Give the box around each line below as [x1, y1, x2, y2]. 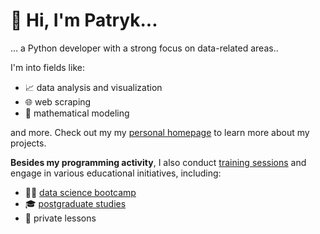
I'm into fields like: [10, 61, 85, 73]
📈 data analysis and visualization [24, 81, 163, 93]
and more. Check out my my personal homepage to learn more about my [10, 126, 310, 138]
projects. [10, 137, 47, 149]
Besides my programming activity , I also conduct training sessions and [10, 156, 307, 168]
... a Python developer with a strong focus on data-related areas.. [10, 42, 279, 54]
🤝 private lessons [24, 212, 97, 224]
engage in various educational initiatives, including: [10, 167, 222, 179]
